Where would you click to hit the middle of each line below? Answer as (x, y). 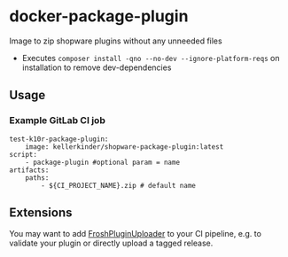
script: (23, 154)
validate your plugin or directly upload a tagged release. (111, 243)
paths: (37, 178)
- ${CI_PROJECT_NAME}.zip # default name (119, 185)
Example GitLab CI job (58, 121)
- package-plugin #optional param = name (102, 162)
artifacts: (29, 170)
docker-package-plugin (99, 16)
